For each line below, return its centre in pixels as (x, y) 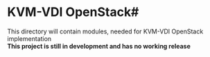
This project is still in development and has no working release (99, 46)
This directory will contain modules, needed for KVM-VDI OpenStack (105, 31)
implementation (29, 38)
